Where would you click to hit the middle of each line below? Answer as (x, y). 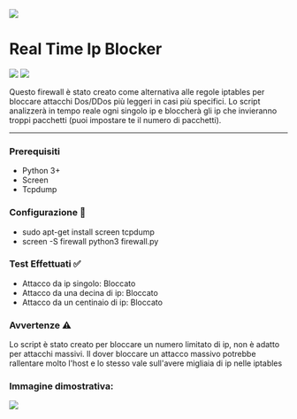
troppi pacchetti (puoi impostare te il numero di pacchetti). (115, 120)
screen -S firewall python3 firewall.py (90, 241)
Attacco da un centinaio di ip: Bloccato (92, 302)
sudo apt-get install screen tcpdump (88, 232)
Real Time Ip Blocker (86, 49)
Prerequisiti (34, 151)
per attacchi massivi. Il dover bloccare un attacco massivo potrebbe (133, 354)
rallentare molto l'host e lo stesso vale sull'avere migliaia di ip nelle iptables (146, 363)
